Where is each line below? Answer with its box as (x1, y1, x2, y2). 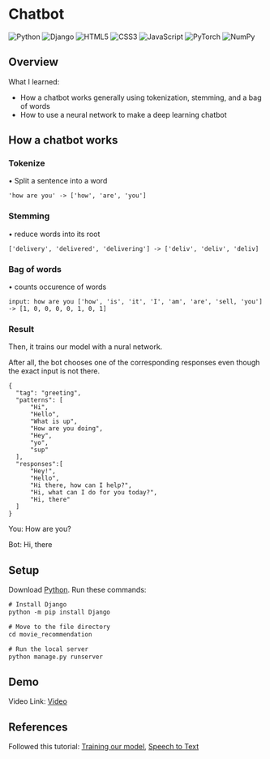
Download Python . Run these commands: (8, 585, 147, 595)
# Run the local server (8, 645, 89, 653)
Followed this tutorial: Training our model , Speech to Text (8, 742, 199, 752)
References (8, 720, 68, 734)
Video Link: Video (8, 696, 67, 706)
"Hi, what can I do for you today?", (29, 489, 158, 497)
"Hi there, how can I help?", (29, 481, 132, 489)
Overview (8, 55, 59, 69)
